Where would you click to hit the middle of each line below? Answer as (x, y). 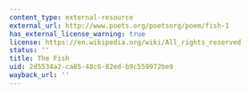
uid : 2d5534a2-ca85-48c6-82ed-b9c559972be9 (92, 67)
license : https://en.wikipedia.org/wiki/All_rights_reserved (125, 42)
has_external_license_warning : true (77, 34)
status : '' (29, 50)
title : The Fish (39, 58)
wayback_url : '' (39, 75)
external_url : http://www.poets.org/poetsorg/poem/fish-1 (119, 26)
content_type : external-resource (71, 17)
